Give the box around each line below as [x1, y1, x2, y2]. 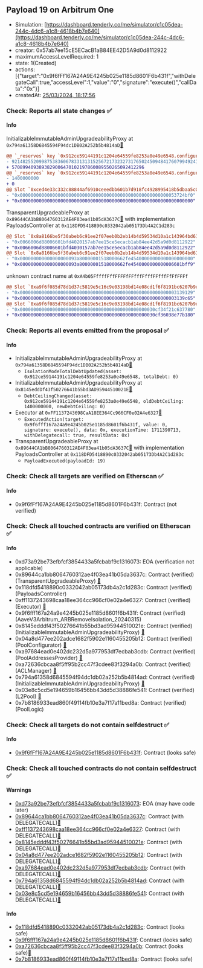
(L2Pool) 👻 [14, 693, 42, 700]
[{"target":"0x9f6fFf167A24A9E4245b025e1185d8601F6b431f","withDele [14, 72, 196, 79]
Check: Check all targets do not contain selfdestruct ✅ [6, 720, 170, 729]
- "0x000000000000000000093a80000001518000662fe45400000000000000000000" [6, 256, 196, 262]
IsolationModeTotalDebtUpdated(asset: [24, 368, 122, 375]
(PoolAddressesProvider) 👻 [14, 654, 83, 661]
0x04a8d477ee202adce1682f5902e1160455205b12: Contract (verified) [14, 635, 193, 642]
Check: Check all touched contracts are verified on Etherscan [6, 522, 191, 530]
